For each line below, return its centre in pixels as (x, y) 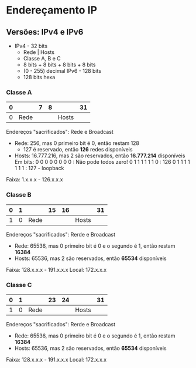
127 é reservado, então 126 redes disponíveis (78, 150)
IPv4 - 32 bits (31, 46)
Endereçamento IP (52, 10)
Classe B (19, 195)
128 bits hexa (39, 77)
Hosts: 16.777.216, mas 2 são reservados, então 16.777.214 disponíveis (100, 156)
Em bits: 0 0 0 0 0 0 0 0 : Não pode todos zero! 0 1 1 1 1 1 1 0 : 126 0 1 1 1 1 (102, 162)
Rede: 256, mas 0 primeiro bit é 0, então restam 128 (77, 143)
